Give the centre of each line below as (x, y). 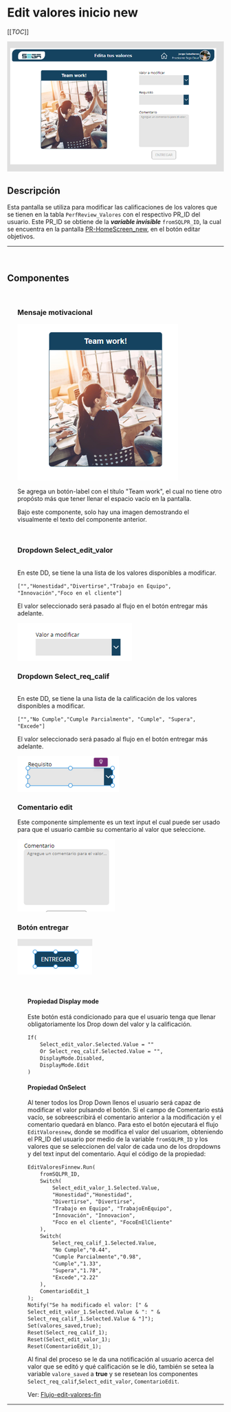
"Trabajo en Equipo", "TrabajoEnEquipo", (112, 1209)
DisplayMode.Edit (65, 1065)
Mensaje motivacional (55, 313)
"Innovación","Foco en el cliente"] (69, 593)
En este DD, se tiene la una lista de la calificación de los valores (107, 699)
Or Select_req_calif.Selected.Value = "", (102, 1051)
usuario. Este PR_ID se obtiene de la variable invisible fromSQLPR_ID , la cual (114, 222)
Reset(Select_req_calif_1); (67, 1333)
